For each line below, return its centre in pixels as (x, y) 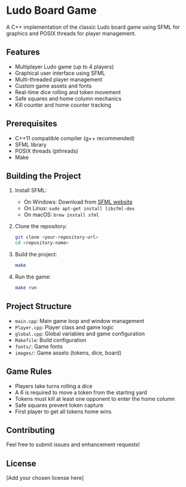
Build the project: (36, 255)
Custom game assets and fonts (53, 86)
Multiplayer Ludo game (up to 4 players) (64, 66)
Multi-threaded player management (59, 79)
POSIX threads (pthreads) (47, 151)
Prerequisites (32, 124)
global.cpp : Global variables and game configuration (80, 334)
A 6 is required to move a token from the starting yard (81, 392)
